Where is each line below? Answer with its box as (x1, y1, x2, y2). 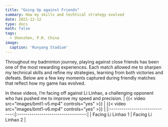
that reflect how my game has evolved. (5, 80, 86, 86)
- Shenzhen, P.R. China (10, 36, 59, 41)
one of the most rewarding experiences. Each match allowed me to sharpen (5, 64, 161, 70)
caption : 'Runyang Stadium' (10, 45, 69, 50)
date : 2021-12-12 (5, 17, 42, 22)
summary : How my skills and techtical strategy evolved (5, 12, 124, 17)
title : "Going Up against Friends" (5, 7, 80, 13)
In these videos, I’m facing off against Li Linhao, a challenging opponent (5, 90, 154, 96)
